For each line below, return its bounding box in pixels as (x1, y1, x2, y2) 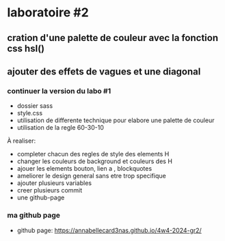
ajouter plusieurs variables (16, 179, 92, 187)
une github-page (16, 193, 65, 202)
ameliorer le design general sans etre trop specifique (16, 172, 166, 180)
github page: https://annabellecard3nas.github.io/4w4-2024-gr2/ (16, 226, 202, 234)
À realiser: (7, 137, 36, 145)
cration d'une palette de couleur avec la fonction (7, 32, 219, 44)
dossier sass (16, 102, 53, 110)
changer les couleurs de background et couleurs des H (16, 157, 173, 165)
